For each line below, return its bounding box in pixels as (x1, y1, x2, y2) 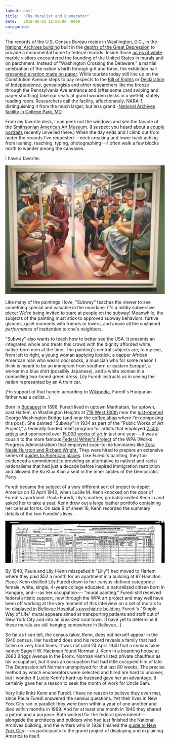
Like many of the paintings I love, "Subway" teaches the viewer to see (5, 299, 151, 305)
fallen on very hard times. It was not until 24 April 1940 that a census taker (5, 643, 160, 649)
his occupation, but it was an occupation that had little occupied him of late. (5, 659, 163, 665)
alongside (5, 717, 26, 723)
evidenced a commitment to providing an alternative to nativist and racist (5, 458, 157, 464)
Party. (5, 474, 18, 480)
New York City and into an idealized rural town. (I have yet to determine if (5, 616, 158, 623)
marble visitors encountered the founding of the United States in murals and (5, 55, 164, 61)
